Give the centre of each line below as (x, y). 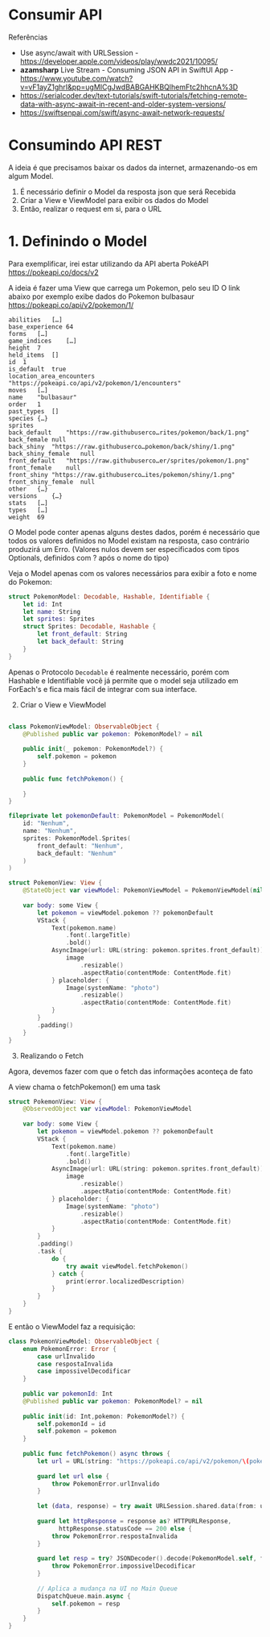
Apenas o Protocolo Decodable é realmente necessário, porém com (119, 672)
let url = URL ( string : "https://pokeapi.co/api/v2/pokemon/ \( (143, 1461)
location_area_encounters (51, 376)
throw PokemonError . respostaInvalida (115, 1536)
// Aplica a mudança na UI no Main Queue (108, 1589)
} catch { (67, 1274)
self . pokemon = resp (86, 1604)
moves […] (28, 390)
